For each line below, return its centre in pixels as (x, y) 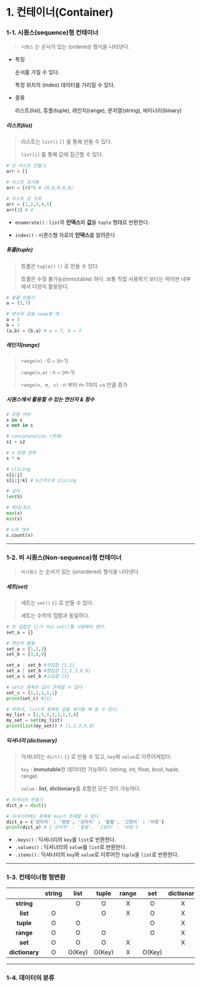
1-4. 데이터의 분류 (31, 977)
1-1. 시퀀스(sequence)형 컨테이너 (52, 32)
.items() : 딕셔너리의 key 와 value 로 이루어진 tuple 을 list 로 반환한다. (97, 855)
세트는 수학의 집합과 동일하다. (55, 615)
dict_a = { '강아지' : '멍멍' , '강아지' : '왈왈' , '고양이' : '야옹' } (85, 822)
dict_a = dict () (26, 805)
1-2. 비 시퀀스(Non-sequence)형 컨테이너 (64, 557)
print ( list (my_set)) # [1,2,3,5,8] (51, 726)
